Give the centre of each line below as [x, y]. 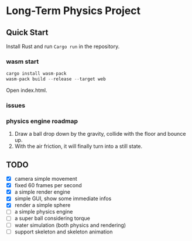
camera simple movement [46, 179]
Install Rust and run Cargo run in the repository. [63, 46]
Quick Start [27, 32]
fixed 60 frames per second [48, 185]
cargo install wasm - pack [36, 74]
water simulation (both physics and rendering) [70, 225]
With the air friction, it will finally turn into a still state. [78, 146]
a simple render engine [42, 192]
